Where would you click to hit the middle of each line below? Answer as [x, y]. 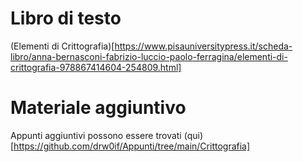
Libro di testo [66, 18]
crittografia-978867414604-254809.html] [96, 67]
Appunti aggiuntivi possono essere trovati [96, 135]
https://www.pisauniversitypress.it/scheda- [203, 46]
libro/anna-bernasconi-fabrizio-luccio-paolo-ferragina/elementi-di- [149, 56]
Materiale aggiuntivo [98, 108]
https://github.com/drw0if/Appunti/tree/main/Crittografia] [132, 146]
